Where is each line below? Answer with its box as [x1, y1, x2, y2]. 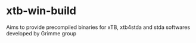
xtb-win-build [6, 4, 76, 18]
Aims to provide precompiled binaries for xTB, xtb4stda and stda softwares [6, 24, 191, 31]
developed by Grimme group [6, 29, 77, 37]
